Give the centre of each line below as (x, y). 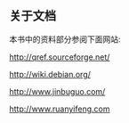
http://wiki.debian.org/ (50, 74)
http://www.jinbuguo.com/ (57, 91)
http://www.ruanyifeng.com (60, 109)
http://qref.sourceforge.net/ (60, 57)
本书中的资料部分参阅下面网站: (65, 39)
